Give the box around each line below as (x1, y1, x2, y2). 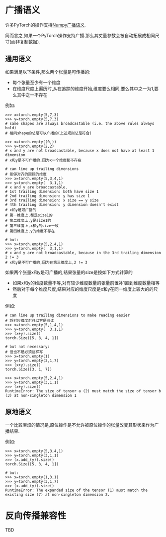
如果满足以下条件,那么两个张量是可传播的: (5, 69, 91, 75)
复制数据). (19, 38, 41, 45)
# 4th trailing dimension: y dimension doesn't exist (5, 202, 119, 207)
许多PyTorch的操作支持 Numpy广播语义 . (5, 22, 86, 28)
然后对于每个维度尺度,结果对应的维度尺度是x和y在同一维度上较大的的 (12, 286, 154, 292)
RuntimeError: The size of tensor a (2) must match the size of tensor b (5, 388, 162, 393)
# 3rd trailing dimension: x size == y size (5, 197, 99, 203)
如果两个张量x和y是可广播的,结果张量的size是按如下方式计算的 (5, 269, 133, 275)
